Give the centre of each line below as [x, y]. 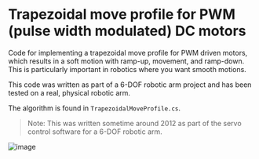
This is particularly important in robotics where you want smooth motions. [128, 69]
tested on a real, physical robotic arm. [69, 92]
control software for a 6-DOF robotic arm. [95, 132]
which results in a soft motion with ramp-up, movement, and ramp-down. [126, 61]
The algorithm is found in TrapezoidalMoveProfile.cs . [95, 108]
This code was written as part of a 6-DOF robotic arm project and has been [130, 85]
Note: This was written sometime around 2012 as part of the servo [134, 123]
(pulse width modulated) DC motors [127, 31]
